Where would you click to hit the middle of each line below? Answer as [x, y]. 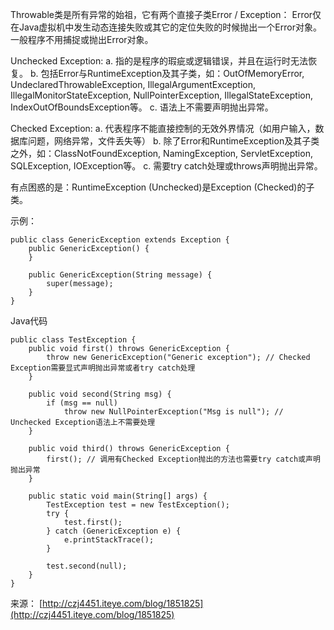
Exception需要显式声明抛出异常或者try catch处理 [103, 368]
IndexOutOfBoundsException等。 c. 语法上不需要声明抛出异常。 [142, 107]
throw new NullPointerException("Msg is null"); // [173, 412]
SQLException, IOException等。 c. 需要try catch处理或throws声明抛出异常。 [166, 166]
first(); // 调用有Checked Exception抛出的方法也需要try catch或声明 [183, 459]
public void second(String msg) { [100, 394]
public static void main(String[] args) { [118, 496]
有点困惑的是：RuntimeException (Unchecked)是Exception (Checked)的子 [162, 187]
